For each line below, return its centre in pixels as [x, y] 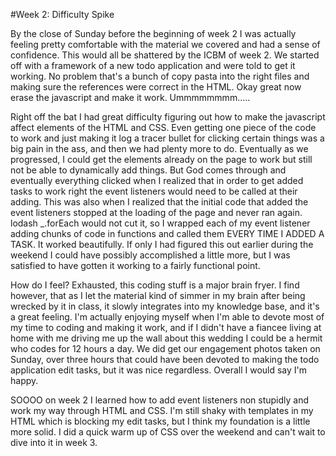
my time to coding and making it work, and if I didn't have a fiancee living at [166, 327]
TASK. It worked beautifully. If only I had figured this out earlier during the [162, 244]
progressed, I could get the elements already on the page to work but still [161, 159]
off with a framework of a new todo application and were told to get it [153, 65]
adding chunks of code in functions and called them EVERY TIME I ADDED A [167, 233]
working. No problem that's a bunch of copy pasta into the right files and [160, 76]
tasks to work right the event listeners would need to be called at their [154, 191]
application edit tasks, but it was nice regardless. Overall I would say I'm [159, 370]
